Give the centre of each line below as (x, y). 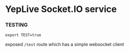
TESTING (16, 25)
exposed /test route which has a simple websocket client (64, 44)
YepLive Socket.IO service (61, 9)
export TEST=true (23, 35)
